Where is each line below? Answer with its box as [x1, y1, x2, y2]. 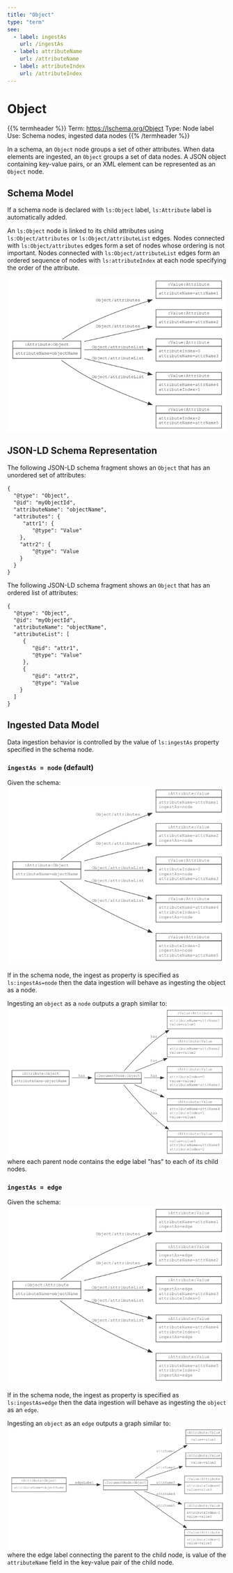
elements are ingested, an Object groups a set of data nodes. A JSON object [7, 152, 227, 160]
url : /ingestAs [19, 40, 64, 48]
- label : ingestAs [13, 33, 67, 40]
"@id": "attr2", [32, 673, 79, 680]
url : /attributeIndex [19, 70, 82, 77]
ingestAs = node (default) [7, 762, 94, 772]
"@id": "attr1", [32, 645, 79, 652]
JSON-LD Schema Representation [7, 445, 158, 456]
